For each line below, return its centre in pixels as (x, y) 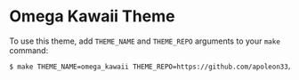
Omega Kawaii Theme (92, 16)
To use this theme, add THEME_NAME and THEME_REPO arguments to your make (145, 41)
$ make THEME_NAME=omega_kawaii (69, 67)
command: (29, 50)
